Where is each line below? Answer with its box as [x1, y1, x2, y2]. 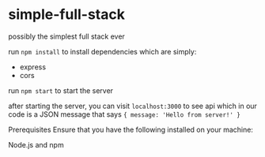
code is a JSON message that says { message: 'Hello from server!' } [8, 109, 241, 119]
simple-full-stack [8, 6, 125, 24]
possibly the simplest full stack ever [8, 32, 125, 41]
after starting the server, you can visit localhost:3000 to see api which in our [8, 101, 257, 110]
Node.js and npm [8, 140, 65, 149]
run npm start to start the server [8, 85, 113, 95]
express [19, 62, 46, 72]
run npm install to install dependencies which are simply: [8, 47, 197, 56]
